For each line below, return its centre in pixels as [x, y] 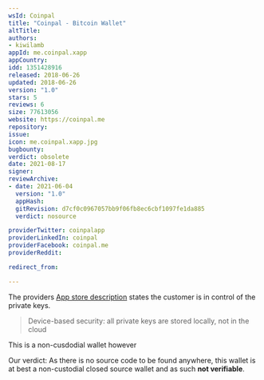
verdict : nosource [46, 216]
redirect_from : [33, 267]
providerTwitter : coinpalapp [57, 231]
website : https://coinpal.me [57, 120]
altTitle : [25, 30]
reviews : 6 [26, 105]
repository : [28, 127]
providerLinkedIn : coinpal [53, 238]
